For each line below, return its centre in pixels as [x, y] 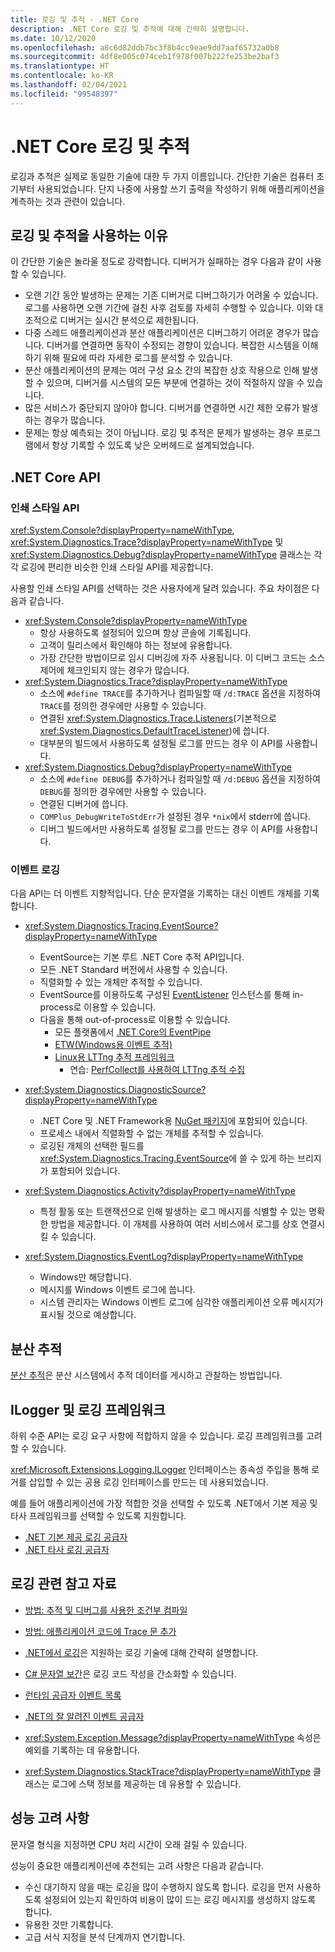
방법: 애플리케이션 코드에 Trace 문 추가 [100, 1631]
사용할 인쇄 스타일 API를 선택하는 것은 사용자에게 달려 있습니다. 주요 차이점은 [160, 588]
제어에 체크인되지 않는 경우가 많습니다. [114, 670]
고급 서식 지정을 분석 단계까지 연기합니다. [105, 1937]
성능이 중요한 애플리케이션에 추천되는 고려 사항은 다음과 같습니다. [137, 1865]
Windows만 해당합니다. [85, 1277]
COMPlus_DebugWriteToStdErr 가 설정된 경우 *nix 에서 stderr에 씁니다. [175, 817]
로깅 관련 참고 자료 [63, 1584]
